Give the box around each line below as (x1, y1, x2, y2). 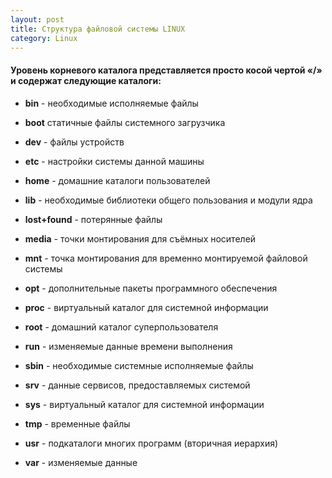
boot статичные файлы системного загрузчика (24, 116, 226, 128)
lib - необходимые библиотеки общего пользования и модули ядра (24, 194, 313, 206)
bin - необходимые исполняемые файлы (24, 97, 199, 109)
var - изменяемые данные (24, 456, 138, 468)
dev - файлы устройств (24, 136, 125, 148)
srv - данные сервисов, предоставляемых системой (24, 379, 251, 391)
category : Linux (10, 33, 78, 43)
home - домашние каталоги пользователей (24, 174, 211, 186)
